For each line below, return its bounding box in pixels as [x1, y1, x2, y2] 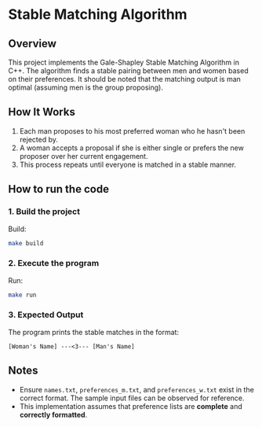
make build [8, 239, 44, 247]
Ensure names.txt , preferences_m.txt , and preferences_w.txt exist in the [19, 385, 255, 394]
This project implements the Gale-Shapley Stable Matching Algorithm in [8, 57, 239, 67]
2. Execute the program [8, 258, 100, 269]
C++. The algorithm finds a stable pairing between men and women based [8, 66, 249, 75]
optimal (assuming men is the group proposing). [8, 83, 163, 92]
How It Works [8, 105, 76, 119]
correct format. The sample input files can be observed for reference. [19, 393, 245, 403]
